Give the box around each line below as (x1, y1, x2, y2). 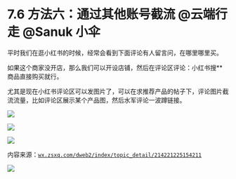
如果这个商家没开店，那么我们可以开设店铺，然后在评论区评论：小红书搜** (7, 63, 223, 72)
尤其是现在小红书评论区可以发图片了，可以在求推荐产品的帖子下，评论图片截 (7, 87, 229, 95)
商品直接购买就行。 (7, 72, 63, 81)
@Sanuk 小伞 (22, 24, 100, 40)
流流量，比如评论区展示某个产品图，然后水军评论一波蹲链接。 (7, 95, 186, 104)
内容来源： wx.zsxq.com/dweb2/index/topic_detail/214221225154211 (7, 150, 202, 159)
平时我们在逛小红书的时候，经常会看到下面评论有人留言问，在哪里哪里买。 (7, 48, 223, 57)
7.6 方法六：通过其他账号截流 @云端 (7, 6, 216, 22)
